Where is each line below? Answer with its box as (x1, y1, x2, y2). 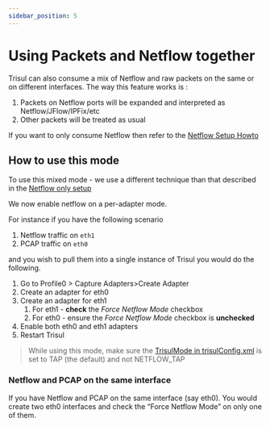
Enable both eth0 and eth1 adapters (19, 322, 139, 332)
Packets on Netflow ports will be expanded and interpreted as (19, 98, 226, 107)
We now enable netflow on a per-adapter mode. (8, 199, 168, 209)
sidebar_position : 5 (8, 11, 78, 20)
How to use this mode (8, 153, 119, 167)
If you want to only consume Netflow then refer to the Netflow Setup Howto (8, 130, 260, 140)
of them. (8, 410, 36, 420)
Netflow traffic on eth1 (19, 231, 95, 240)
